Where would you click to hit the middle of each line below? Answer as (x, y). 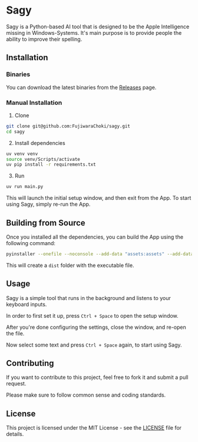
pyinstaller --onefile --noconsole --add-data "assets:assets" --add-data (100, 254)
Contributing (30, 363)
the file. (15, 333)
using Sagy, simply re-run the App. (48, 204)
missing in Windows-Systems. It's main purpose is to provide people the (94, 32)
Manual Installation (34, 103)
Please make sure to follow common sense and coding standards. (86, 395)
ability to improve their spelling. (44, 39)
